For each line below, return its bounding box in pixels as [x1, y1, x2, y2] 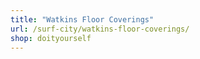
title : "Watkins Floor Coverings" [10, 14, 155, 25]
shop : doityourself [10, 33, 92, 43]
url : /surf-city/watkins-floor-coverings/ [10, 24, 190, 34]
